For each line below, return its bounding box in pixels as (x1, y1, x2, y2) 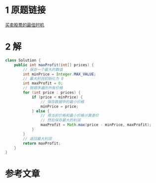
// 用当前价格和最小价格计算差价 (40, 113, 99, 118)
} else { (31, 109, 50, 114)
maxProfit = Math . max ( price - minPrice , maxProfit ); (40, 122, 152, 127)
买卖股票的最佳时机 (5, 22, 45, 28)
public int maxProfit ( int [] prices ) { (14, 62, 94, 67)
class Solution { (5, 58, 41, 62)
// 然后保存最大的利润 (40, 118, 81, 123)
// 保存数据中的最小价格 (40, 99, 84, 104)
